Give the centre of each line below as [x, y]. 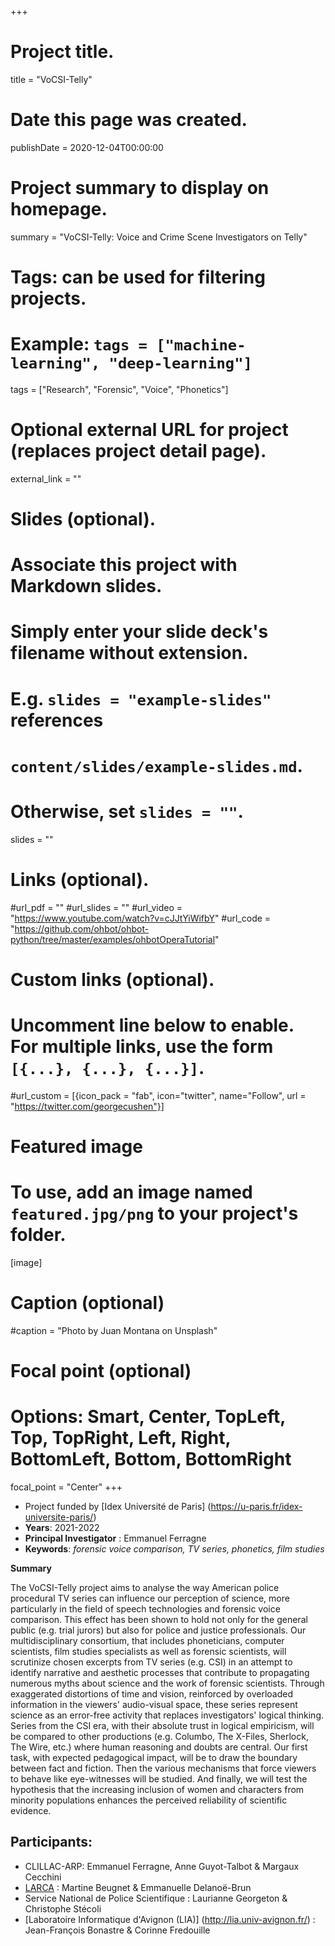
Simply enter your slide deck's [139, 632]
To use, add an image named [131, 1192]
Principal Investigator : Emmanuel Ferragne [115, 1538]
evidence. [31, 1810]
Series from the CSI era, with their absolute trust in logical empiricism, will [162, 1725]
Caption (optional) [87, 1303]
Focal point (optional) [101, 1371]
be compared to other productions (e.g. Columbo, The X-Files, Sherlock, [159, 1736]
